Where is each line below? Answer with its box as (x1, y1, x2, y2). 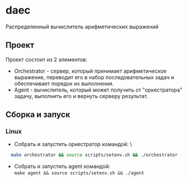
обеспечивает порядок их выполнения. (14, 80, 114, 87)
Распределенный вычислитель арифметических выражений (5, 23, 159, 30)
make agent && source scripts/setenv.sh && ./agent (14, 170, 144, 176)
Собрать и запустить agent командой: (14, 163, 111, 170)
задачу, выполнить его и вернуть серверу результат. (14, 92, 148, 99)
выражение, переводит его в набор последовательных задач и (14, 73, 175, 80)
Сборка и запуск (5, 110, 70, 120)
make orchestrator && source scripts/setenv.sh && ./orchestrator (11, 152, 178, 158)
